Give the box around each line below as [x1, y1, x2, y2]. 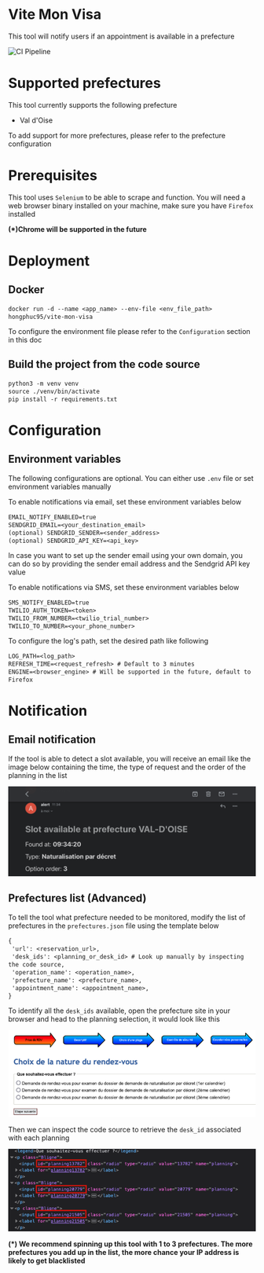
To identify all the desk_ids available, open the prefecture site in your [8, 1006, 230, 1015]
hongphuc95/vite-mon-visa [8, 313, 93, 321]
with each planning [8, 1133, 70, 1143]
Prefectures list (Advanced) [8, 892, 147, 905]
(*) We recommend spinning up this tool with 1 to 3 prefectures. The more [8, 1239, 253, 1249]
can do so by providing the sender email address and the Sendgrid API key [8, 559, 251, 568]
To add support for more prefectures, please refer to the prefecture [8, 130, 226, 140]
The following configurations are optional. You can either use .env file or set [8, 473, 254, 482]
